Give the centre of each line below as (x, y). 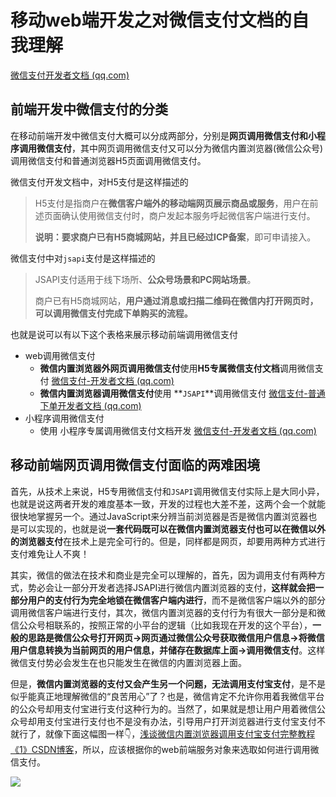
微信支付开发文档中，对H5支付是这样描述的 (99, 182)
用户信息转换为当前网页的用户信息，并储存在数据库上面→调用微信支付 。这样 (168, 650)
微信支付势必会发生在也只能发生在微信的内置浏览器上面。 (128, 662)
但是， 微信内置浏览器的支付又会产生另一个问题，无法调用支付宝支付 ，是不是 (168, 683)
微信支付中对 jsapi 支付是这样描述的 (83, 258)
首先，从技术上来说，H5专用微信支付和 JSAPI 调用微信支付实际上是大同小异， (167, 491)
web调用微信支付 (60, 355)
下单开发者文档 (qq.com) (90, 405)
